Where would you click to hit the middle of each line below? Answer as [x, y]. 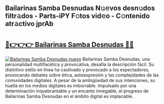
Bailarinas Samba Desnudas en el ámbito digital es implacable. [69, 96]
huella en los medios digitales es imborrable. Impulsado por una [71, 85]
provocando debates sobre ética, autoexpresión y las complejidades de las [82, 75]
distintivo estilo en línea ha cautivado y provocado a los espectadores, [77, 70]
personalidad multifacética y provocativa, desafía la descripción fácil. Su [80, 64]
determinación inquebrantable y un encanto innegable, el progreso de [77, 91]
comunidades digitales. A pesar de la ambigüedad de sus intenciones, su [80, 80]
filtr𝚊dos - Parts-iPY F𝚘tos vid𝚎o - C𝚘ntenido [78, 16]
